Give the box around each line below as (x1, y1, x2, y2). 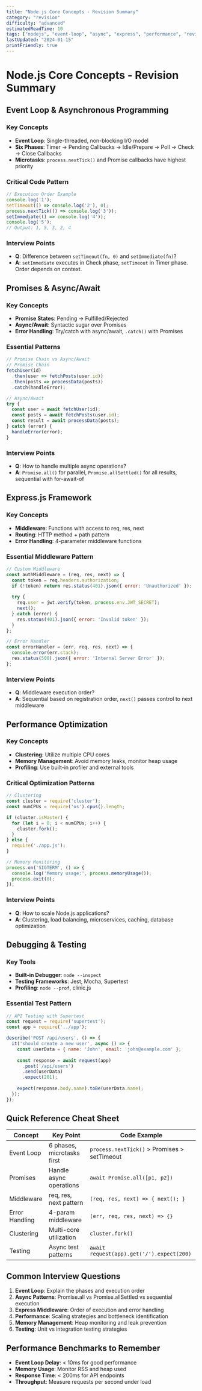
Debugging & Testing (6, 940, 87, 950)
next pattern (49, 1199, 84, 1207)
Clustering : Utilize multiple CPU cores (14, 751, 110, 758)
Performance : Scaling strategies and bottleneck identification (14, 1313, 168, 1320)
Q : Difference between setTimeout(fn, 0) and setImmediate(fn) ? (14, 253, 177, 260)
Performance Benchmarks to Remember (6, 1343, 161, 1353)
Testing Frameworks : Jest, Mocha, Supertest (14, 978, 128, 985)
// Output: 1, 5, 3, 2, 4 (6, 225, 71, 231)
